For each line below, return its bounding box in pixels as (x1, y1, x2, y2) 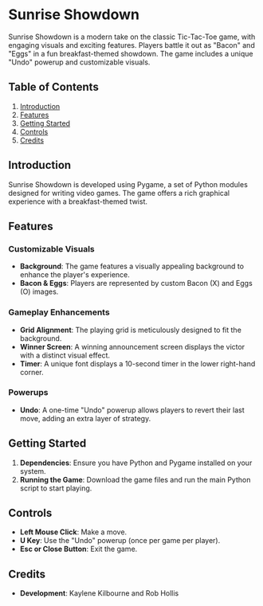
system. (19, 466, 46, 475)
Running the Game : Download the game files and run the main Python (19, 475, 251, 484)
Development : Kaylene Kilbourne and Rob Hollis (19, 588, 179, 598)
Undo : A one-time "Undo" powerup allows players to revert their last (19, 405, 245, 415)
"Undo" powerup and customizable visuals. (8, 57, 151, 67)
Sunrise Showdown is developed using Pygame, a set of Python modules (8, 179, 249, 189)
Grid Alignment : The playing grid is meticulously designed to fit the (19, 325, 241, 334)
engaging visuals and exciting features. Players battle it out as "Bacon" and (8, 40, 255, 49)
